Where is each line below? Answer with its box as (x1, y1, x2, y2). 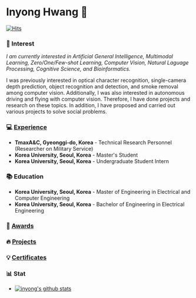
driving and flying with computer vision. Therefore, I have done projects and (6, 95, 191, 102)
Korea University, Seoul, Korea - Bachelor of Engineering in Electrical (14, 200, 185, 208)
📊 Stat (6, 269, 26, 277)
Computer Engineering (14, 194, 70, 201)
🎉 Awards (6, 221, 34, 230)
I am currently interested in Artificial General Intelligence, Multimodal (6, 53, 174, 60)
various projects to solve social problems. (6, 108, 107, 115)
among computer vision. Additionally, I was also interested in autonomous (6, 90, 185, 97)
